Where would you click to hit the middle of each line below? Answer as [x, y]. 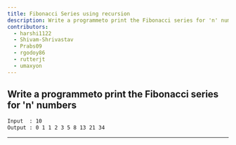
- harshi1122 [33, 33]
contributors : [28, 27]
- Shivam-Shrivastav [44, 40]
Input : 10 [25, 121]
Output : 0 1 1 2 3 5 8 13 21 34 [56, 128]
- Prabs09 [28, 46]
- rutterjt [29, 60]
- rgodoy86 [29, 53]
